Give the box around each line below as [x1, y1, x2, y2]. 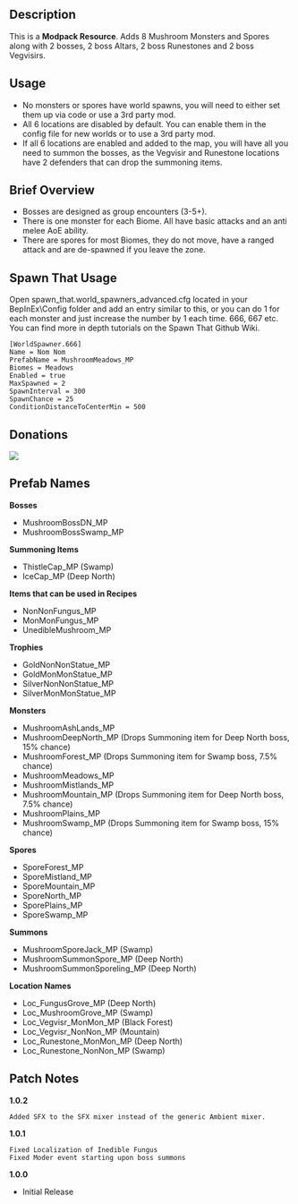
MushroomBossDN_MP [21, 517, 108, 527]
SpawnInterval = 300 [9, 387, 87, 397]
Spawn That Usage [9, 270, 118, 286]
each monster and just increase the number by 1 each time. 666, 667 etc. [9, 313, 279, 324]
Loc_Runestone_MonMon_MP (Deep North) [21, 1036, 183, 1046]
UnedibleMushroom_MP [21, 624, 112, 635]
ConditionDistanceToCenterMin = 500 [9, 403, 146, 412]
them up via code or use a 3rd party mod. [21, 109, 176, 120]
